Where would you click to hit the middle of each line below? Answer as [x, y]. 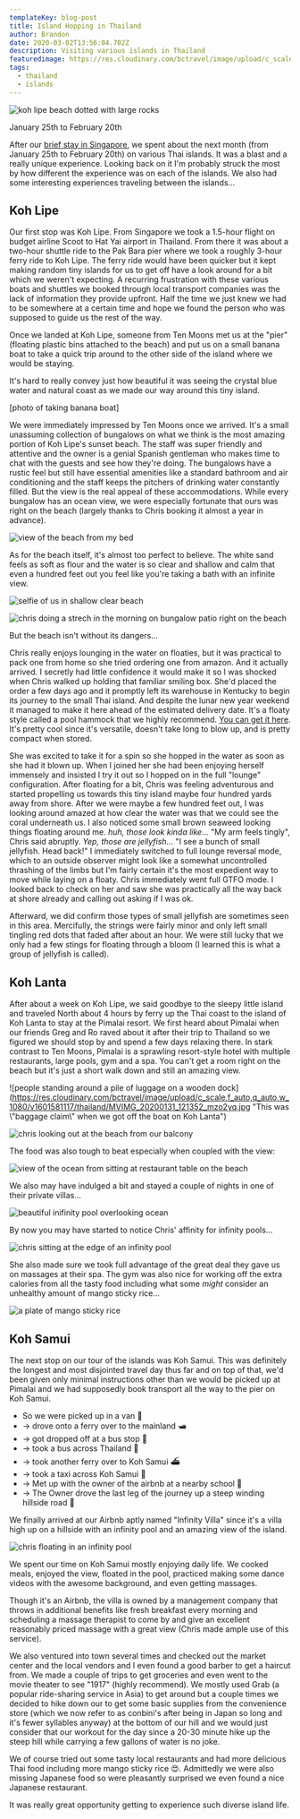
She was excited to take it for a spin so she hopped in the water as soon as [147, 756]
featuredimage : [37, 59]
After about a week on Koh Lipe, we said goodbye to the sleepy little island [146, 1004]
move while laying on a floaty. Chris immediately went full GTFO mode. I [142, 879]
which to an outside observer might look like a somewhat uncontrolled [138, 861]
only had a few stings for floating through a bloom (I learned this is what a [145, 945]
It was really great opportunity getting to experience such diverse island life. [150, 1805]
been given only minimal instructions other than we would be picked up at [145, 1379]
